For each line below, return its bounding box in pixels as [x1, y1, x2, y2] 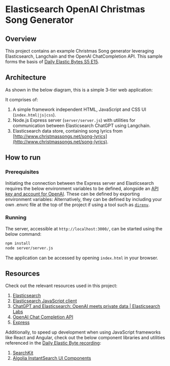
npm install [5, 240, 30, 246]
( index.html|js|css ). [12, 111, 56, 117]
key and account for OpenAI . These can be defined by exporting [5, 191, 140, 197]
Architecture [5, 73, 47, 82]
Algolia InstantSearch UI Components [12, 355, 91, 361]
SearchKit [12, 350, 33, 356]
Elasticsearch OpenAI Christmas [5, 4, 146, 15]
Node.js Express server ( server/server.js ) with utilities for [12, 117, 136, 123]
